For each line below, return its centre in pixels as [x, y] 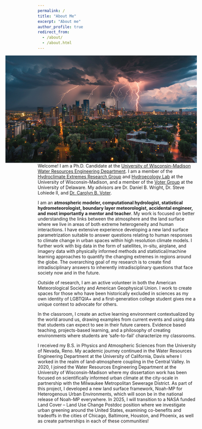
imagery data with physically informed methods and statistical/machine [112, 251]
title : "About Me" [57, 16]
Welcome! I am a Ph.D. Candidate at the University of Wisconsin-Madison [114, 166]
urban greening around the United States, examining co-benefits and [110, 410]
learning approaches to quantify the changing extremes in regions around [115, 257]
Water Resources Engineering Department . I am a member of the [105, 171]
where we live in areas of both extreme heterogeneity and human [106, 224]
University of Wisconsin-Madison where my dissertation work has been [112, 373]
